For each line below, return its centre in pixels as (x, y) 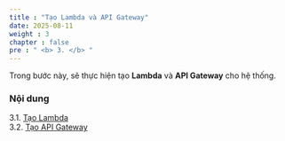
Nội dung (29, 98)
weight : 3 (29, 34)
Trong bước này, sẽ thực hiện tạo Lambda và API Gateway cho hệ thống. (143, 75)
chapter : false (39, 42)
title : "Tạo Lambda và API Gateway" (79, 17)
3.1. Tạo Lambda (39, 118)
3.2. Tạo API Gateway (49, 127)
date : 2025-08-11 (41, 26)
